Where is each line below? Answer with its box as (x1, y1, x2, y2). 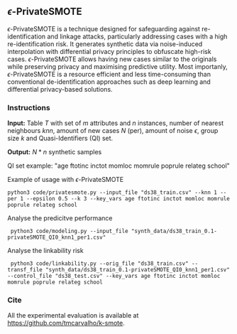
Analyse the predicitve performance (7, 214, 113, 222)
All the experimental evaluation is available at (7, 311, 139, 320)
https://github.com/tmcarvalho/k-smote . (7, 319, 126, 328)
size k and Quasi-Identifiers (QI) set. (7, 134, 114, 143)
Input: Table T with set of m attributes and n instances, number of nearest (7, 119, 224, 127)
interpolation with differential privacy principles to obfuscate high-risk (7, 47, 211, 55)
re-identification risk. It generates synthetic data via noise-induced (7, 39, 203, 48)
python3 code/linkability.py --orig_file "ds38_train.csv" (10, 260, 189, 267)
